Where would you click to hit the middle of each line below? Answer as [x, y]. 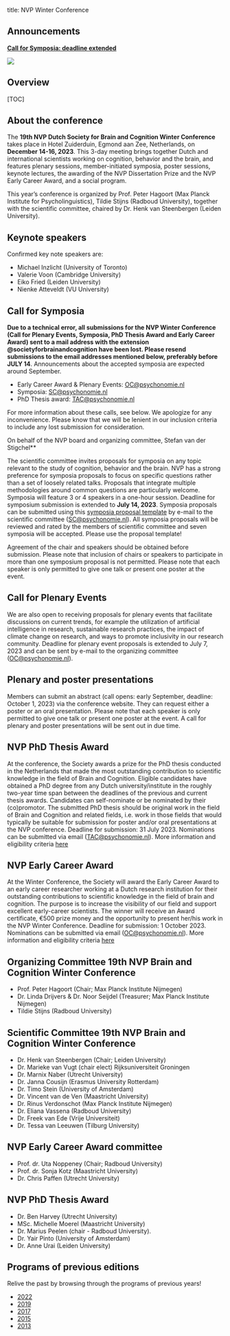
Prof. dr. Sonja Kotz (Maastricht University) [78, 1171]
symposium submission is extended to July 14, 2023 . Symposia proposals [112, 505]
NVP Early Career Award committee [85, 1147]
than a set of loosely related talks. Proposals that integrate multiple [102, 483]
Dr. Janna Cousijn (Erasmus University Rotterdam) [88, 1081]
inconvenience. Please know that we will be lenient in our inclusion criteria [112, 420]
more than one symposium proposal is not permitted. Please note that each [114, 562]
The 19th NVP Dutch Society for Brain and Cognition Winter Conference [111, 137]
